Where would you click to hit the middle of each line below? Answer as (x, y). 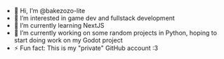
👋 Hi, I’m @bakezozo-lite (50, 11)
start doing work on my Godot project (68, 40)
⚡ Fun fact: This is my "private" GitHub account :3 (86, 48)
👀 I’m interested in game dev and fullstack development (94, 18)
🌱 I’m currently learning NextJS (59, 25)
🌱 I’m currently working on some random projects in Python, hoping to (116, 33)
